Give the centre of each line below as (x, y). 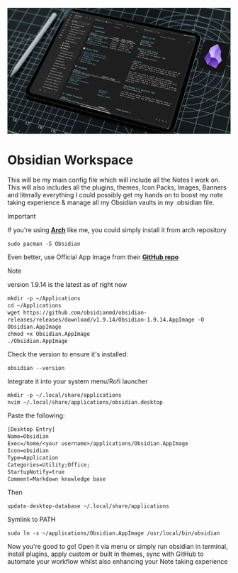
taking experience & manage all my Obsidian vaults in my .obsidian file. (111, 202)
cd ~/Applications (34, 305)
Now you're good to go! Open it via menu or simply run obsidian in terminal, (118, 546)
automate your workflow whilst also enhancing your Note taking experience (118, 561)
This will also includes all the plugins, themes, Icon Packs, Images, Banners (117, 187)
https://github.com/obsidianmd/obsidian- (85, 312)
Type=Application (33, 458)
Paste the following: (36, 415)
